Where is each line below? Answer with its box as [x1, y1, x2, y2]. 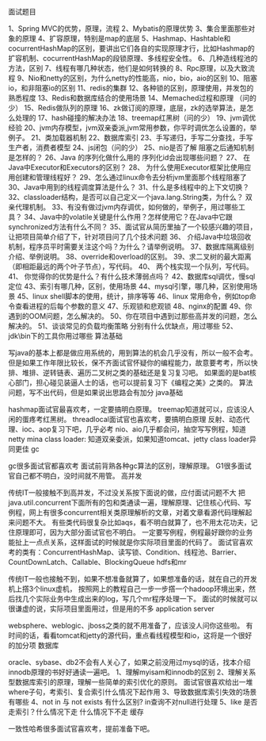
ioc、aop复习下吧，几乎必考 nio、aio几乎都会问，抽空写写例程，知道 [21, 424, 247, 434]
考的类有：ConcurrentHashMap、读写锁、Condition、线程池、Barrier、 [8, 547, 241, 557]
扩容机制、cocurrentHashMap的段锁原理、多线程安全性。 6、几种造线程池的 [8, 54, 258, 63]
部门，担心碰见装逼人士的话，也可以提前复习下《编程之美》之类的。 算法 [14, 378, 253, 387]
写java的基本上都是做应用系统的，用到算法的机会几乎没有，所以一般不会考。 [8, 348, 257, 357]
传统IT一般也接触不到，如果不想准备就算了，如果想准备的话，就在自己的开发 [8, 574, 257, 583]
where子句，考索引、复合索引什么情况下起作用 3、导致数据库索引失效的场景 [8, 687, 257, 697]
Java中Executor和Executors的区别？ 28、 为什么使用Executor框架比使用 [8, 163, 245, 172]
